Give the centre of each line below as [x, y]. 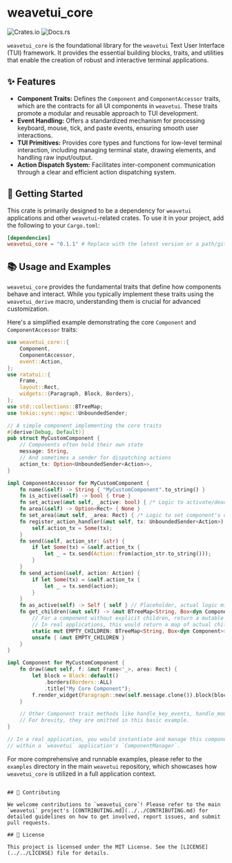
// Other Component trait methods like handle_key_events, [106, 714]
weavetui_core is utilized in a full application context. [82, 774]
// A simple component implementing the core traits [85, 426]
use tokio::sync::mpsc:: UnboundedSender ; [68, 413]
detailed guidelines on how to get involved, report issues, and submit [114, 817]
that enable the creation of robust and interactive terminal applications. [108, 60]
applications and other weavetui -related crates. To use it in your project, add [116, 218]
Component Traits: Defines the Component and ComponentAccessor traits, [119, 98]
